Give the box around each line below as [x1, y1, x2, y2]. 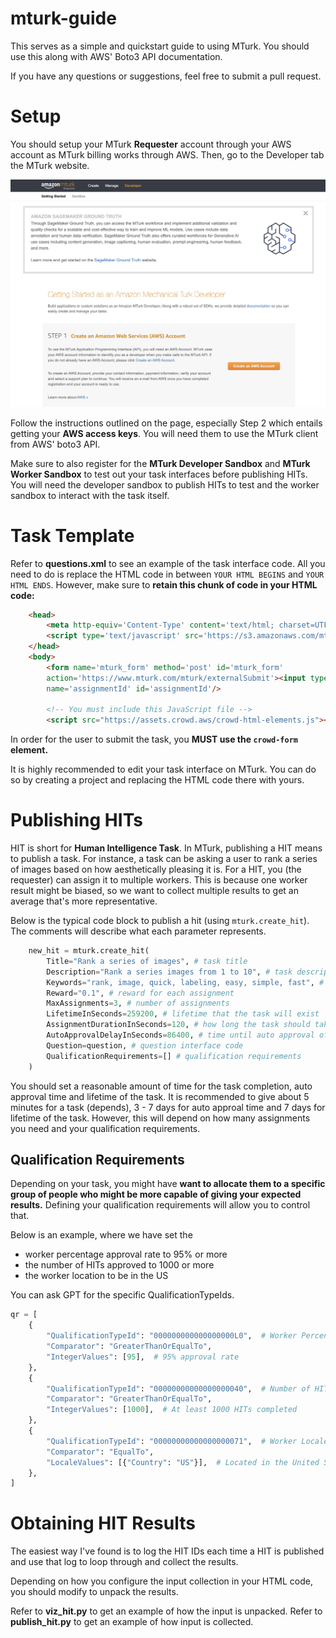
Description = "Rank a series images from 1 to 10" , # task [46, 967, 293, 977]
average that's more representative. [10, 895, 158, 907]
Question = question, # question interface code [46, 1040, 244, 1051]
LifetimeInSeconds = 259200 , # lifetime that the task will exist [46, 1009, 320, 1019]
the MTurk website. [10, 159, 90, 171]
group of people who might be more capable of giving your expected [10, 1188, 302, 1201]
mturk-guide [10, 7, 117, 30]
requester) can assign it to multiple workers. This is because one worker [10, 874, 308, 886]
